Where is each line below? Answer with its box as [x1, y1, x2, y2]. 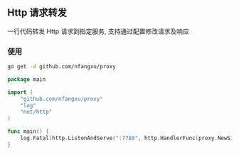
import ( [7, 88, 33, 96]
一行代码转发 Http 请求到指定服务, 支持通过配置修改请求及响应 [7, 27, 190, 36]
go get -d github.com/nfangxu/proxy [7, 63, 116, 70]
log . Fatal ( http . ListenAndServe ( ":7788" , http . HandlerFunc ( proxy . [20, 134, 218, 142]
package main [7, 75, 46, 83]
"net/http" [20, 109, 53, 116]
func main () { [7, 128, 50, 135]
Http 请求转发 [7, 6, 68, 19]
